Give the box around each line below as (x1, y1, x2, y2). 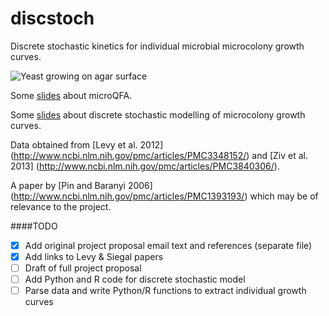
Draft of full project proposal (24, 262, 142, 274)
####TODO (10, 220, 58, 232)
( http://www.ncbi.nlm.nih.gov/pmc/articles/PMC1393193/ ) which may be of (10, 190, 319, 202)
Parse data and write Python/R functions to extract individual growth (24, 285, 307, 297)
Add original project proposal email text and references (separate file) (24, 239, 313, 251)
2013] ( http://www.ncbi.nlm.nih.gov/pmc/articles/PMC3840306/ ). (10, 160, 280, 172)
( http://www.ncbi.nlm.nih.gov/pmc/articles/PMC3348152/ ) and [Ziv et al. (10, 149, 308, 161)
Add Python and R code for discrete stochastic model (24, 273, 246, 286)
